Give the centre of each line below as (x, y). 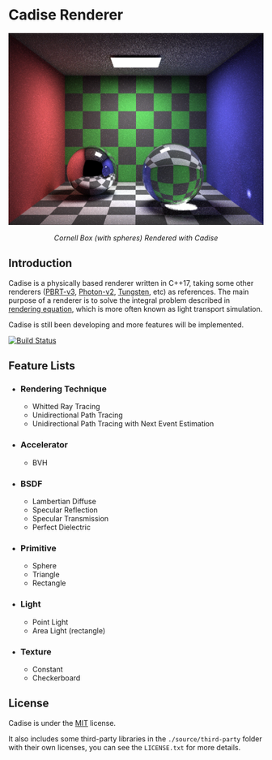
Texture (36, 651)
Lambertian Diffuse (64, 502)
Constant (47, 669)
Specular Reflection (65, 510)
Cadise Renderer (66, 15)
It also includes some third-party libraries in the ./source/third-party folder (136, 738)
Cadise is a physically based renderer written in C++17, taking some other (131, 283)
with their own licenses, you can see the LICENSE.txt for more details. (125, 747)
